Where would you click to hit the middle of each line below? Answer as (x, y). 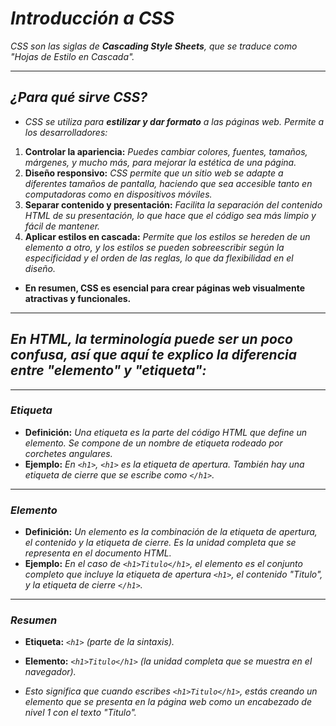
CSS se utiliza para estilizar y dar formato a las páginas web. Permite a (174, 121)
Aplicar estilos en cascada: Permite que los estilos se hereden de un (167, 236)
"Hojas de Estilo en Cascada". (72, 56)
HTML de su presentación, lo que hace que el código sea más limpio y (170, 215)
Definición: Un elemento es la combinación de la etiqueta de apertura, (171, 532)
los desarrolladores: (66, 132)
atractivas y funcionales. (78, 298)
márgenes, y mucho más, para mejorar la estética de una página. (160, 162)
